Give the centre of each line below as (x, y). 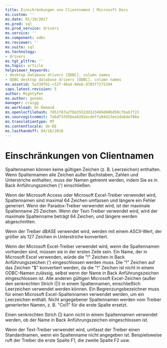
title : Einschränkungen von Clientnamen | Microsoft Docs (67, 10)
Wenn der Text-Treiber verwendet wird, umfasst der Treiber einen (73, 330)
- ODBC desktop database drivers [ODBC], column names (63, 80)
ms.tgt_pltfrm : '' (24, 61)
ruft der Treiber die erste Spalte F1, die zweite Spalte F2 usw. (68, 340)
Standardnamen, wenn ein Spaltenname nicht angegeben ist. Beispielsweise (83, 335)
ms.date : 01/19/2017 (27, 19)
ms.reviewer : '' (22, 43)
